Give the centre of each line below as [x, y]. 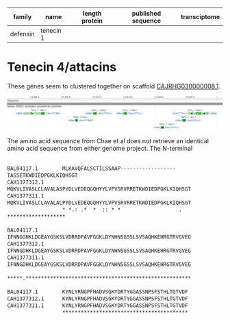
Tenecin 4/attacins [62, 67]
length [92, 13]
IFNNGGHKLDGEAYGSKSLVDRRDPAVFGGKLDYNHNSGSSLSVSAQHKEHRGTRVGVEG [99, 237]
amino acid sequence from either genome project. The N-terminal [100, 149]
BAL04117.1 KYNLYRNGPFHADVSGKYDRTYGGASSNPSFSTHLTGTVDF [98, 292]
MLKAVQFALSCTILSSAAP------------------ [119, 169]
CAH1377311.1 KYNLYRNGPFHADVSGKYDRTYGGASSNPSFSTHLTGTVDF [98, 306]
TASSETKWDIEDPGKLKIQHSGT [42, 175]
